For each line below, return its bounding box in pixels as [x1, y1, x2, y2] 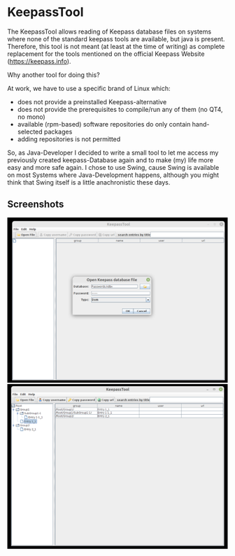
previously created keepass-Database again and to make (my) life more [7, 155, 213, 164]
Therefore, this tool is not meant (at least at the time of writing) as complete [7, 42, 225, 50]
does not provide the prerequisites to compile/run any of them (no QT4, [17, 105, 223, 113]
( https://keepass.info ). [7, 57, 71, 65]
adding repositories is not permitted [17, 134, 121, 143]
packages [44, 127, 73, 136]
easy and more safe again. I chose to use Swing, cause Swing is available [7, 163, 220, 171]
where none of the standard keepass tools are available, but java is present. [7, 34, 225, 43]
